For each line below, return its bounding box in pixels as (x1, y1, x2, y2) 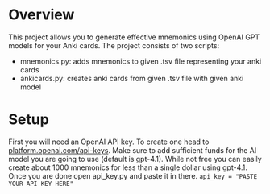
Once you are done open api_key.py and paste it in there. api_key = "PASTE (8, 171, 258, 180)
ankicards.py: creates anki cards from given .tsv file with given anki (19, 73, 244, 83)
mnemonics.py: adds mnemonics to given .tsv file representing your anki (19, 56, 262, 66)
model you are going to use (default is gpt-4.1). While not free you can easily (8, 154, 262, 163)
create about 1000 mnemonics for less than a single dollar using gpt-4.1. (8, 163, 248, 172)
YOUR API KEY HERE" (8, 180, 74, 188)
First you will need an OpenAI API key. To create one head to (8, 137, 210, 147)
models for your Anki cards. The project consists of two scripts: (8, 40, 220, 50)
